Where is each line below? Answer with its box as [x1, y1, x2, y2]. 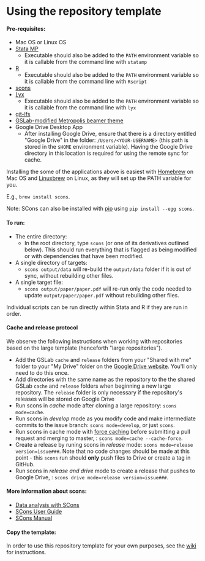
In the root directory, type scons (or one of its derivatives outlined [24, 239, 188, 246]
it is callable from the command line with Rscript [24, 78, 147, 85]
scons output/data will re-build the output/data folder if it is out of [24, 265, 192, 273]
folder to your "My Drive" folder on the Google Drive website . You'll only [15, 363, 197, 370]
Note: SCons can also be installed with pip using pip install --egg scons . [6, 205, 195, 213]
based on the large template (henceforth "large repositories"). [6, 344, 163, 351]
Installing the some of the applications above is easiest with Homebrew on [6, 168, 194, 176]
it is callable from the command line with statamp [24, 58, 147, 66]
